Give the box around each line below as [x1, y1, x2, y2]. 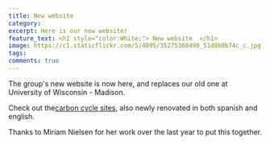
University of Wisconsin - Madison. [8, 87, 126, 97]
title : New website [8, 11, 74, 20]
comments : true [8, 57, 60, 65]
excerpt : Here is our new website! [8, 27, 128, 35]
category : [8, 19, 42, 27]
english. [8, 111, 35, 121]
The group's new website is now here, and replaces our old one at [8, 78, 228, 89]
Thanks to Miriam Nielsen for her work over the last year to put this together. [8, 126, 263, 137]
